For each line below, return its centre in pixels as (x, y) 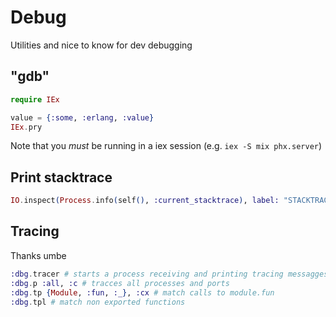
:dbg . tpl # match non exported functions (98, 302)
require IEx (35, 99)
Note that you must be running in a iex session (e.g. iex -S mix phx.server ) (166, 146)
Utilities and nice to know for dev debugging (101, 45)
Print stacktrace (61, 177)
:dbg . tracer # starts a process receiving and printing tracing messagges (169, 274)
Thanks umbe (38, 255)
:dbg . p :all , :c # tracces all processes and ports (120, 283)
